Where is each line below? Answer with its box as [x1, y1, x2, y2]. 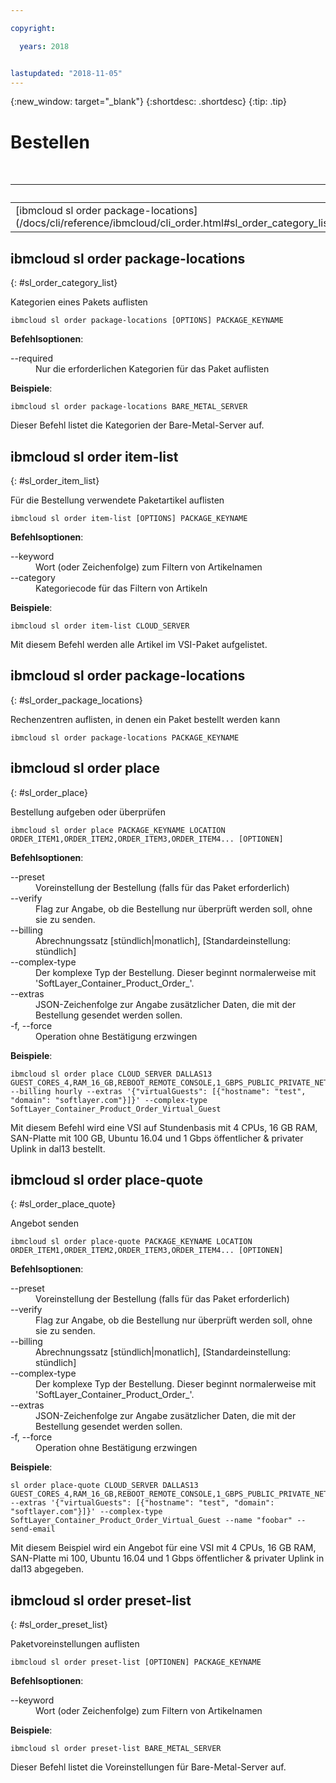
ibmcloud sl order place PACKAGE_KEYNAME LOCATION [10, 825, 226, 835]
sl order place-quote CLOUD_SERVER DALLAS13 [10, 1481, 199, 1491]
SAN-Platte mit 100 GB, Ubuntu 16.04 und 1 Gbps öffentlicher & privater [10, 1132, 304, 1144]
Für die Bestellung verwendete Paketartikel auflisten [10, 494, 225, 506]
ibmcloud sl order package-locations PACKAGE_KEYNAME [10, 732, 240, 743]
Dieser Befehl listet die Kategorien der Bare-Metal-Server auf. [10, 419, 265, 431]
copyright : [10, 23, 56, 33]
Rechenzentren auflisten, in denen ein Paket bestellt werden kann [10, 713, 281, 725]
